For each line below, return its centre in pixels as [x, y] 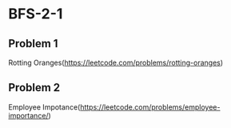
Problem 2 [34, 88]
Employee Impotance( [44, 107]
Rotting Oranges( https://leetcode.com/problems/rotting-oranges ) [116, 62]
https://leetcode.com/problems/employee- [150, 107]
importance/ [29, 115]
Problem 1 [33, 44]
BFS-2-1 [36, 14]
